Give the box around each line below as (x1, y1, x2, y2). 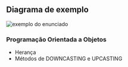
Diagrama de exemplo (6, 5, 89, 15)
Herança (14, 49, 36, 56)
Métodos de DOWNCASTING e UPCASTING (14, 55, 123, 62)
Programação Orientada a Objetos (6, 35, 107, 43)
